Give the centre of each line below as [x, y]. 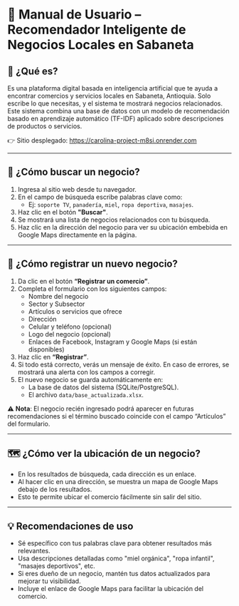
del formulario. [29, 423]
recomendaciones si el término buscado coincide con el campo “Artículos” [117, 416]
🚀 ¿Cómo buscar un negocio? [74, 172]
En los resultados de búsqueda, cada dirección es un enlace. [107, 474]
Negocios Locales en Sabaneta [101, 45]
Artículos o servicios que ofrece [75, 311]
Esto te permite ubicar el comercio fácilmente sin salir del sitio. [110, 497]
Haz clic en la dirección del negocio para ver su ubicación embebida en [122, 227]
